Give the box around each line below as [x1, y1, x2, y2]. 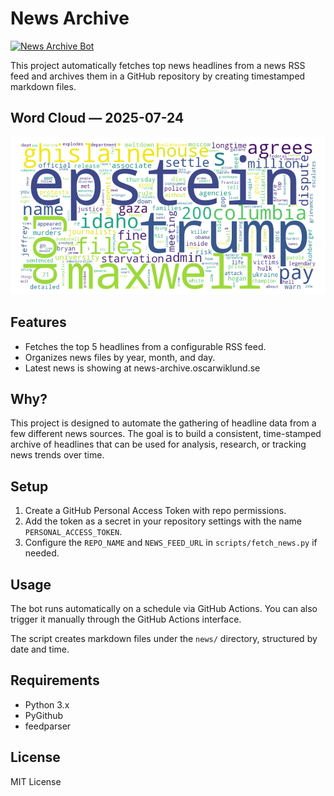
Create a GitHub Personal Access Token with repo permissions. [24, 505, 287, 517]
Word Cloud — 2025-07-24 [10, 110, 185, 127]
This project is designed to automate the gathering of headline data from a [10, 417, 317, 429]
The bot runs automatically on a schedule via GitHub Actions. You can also [10, 603, 318, 614]
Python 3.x [24, 698, 70, 711]
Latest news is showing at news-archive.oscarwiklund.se [24, 362, 261, 374]
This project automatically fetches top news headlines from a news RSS [10, 59, 306, 71]
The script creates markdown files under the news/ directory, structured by [10, 633, 318, 644]
